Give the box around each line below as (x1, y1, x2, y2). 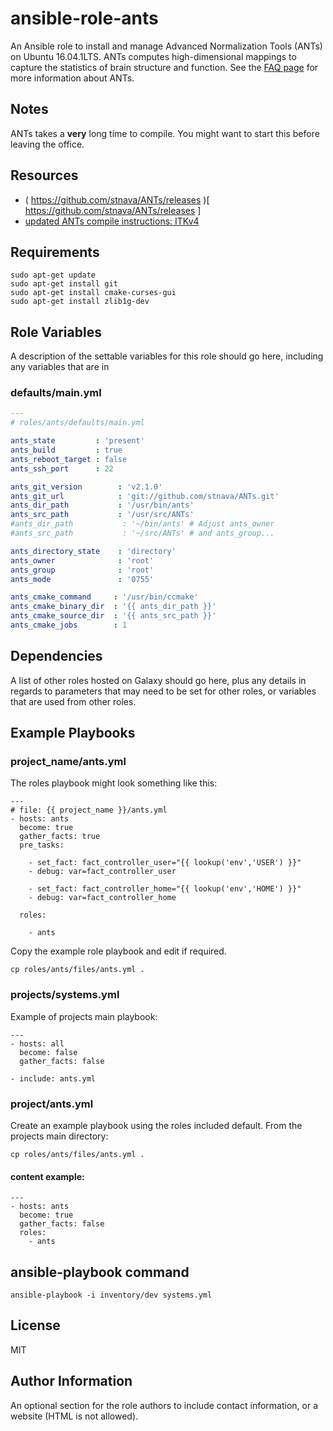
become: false (19, 1047, 78, 1057)
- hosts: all (10, 1038, 65, 1049)
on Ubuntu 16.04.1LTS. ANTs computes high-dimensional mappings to (10, 50, 297, 62)
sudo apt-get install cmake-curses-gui (10, 288, 177, 298)
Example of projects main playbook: (10, 1010, 158, 1022)
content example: (10, 1170, 85, 1182)
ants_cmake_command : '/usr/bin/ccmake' (10, 592, 199, 602)
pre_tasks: (19, 840, 65, 851)
